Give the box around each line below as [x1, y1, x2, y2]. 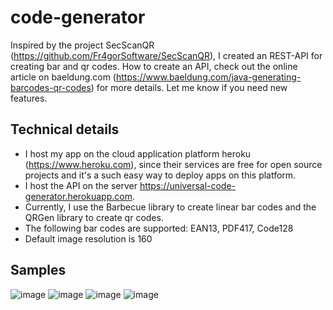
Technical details [10, 121, 120, 138]
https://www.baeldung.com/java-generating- [115, 71, 302, 83]
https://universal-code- [139, 179, 237, 191]
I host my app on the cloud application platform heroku [24, 147, 252, 160]
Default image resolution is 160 [24, 232, 153, 245]
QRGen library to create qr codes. [24, 211, 164, 223]
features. [10, 92, 48, 104]
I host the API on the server [24, 179, 138, 191]
